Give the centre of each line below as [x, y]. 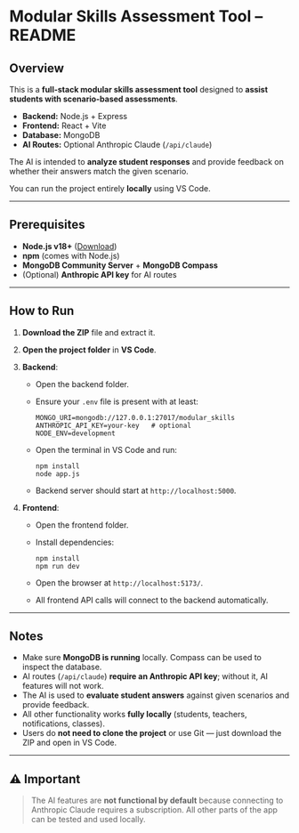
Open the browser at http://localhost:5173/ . [119, 582]
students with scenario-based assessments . [93, 99]
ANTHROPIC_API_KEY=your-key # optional [113, 425]
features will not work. [63, 686]
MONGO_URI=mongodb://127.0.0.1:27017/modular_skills [135, 417]
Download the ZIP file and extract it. [89, 332]
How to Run [42, 311]
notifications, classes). [63, 724]
